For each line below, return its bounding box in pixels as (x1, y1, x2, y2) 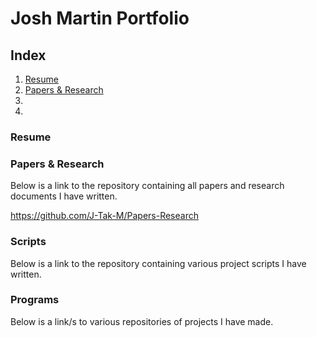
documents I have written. (10, 190, 118, 202)
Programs (10, 293, 60, 307)
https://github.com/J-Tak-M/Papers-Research (10, 210, 199, 222)
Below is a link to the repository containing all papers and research (10, 180, 285, 192)
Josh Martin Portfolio (10, 7, 190, 30)
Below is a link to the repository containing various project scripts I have (10, 257, 307, 269)
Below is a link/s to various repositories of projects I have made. (10, 315, 274, 327)
